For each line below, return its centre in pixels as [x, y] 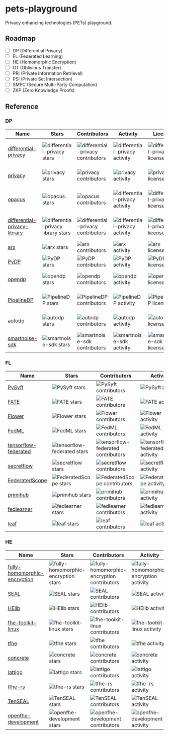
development [23, 722]
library [15, 233]
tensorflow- [22, 445]
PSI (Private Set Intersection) [43, 79]
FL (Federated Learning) [38, 56]
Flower [16, 416]
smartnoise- [23, 338]
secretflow [20, 466]
